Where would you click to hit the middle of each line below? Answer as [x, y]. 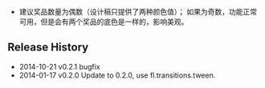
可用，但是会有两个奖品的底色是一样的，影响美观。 [104, 22]
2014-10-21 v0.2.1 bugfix [60, 66]
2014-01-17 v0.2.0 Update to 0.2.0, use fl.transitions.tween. [117, 75]
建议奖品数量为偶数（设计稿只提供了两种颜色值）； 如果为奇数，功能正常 [138, 12]
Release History [48, 48]
